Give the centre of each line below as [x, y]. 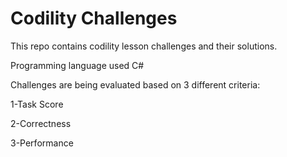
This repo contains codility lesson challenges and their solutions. [144, 46]
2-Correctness [41, 123]
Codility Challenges [94, 18]
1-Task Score [37, 104]
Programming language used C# [77, 65]
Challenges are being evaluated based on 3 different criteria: [135, 84]
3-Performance [42, 143]
